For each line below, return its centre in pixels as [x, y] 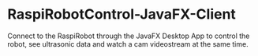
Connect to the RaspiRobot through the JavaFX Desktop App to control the [129, 36]
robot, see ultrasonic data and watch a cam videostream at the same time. [128, 44]
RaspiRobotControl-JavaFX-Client [122, 14]
